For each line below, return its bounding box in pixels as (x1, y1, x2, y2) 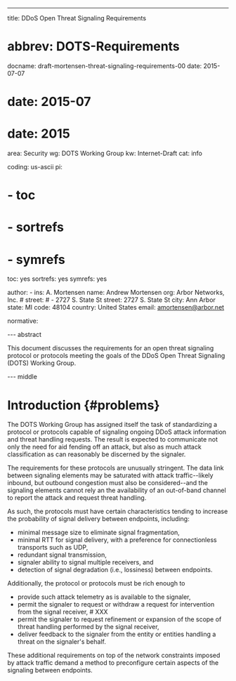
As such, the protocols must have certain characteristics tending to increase (7, 507, 228, 516)
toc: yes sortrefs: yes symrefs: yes (7, 275, 107, 283)
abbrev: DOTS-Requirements (7, 39, 181, 55)
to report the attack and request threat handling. (7, 494, 147, 502)
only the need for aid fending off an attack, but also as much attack (7, 443, 202, 451)
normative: (7, 317, 39, 325)
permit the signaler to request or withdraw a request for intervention (17, 600, 215, 609)
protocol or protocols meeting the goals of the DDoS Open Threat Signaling (7, 352, 225, 360)
